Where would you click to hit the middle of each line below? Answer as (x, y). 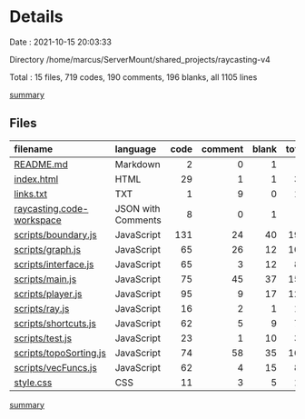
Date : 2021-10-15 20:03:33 (60, 42)
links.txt (31, 194)
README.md (41, 164)
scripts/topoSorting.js (60, 353)
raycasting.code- (51, 208)
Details (36, 17)
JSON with (138, 208)
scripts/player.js (48, 294)
